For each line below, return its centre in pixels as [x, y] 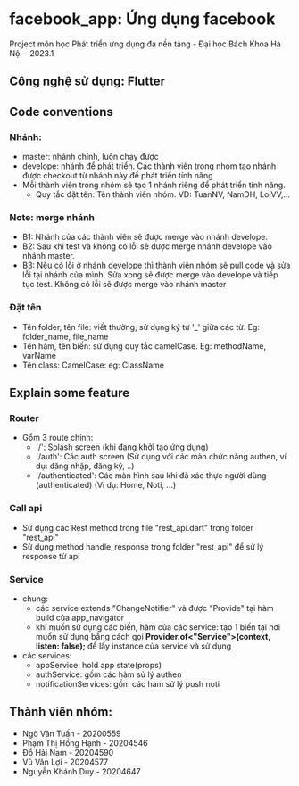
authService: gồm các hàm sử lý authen [108, 674]
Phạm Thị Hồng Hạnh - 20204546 [85, 743]
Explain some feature [70, 393]
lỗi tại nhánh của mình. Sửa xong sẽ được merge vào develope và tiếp [150, 275]
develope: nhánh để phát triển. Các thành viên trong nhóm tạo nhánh [149, 166]
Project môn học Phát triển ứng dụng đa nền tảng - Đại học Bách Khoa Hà [145, 44]
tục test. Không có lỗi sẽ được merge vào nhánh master [124, 285]
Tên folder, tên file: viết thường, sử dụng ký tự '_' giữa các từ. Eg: [141, 327]
